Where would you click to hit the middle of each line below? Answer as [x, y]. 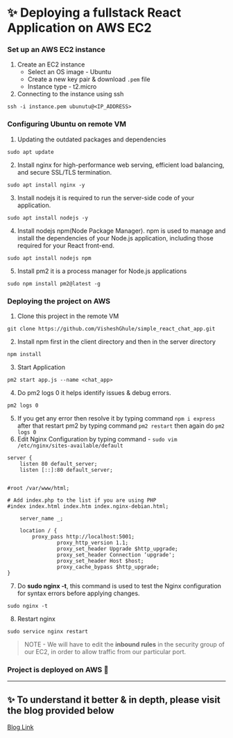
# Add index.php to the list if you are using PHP [82, 500]
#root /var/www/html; [38, 489]
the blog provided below [61, 711]
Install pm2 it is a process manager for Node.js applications [102, 271]
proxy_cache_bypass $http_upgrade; [108, 567]
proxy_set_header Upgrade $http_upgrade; [117, 549]
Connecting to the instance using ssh [70, 94]
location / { [38, 531]
